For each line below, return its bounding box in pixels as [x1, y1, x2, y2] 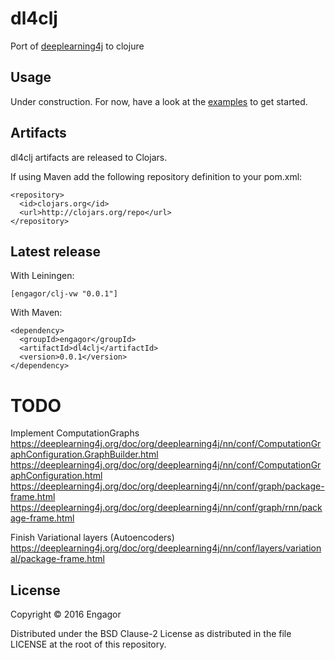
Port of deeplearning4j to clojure [10, 40, 145, 52]
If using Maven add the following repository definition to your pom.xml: [10, 170, 303, 182]
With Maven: [10, 307, 63, 319]
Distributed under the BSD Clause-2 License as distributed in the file [10, 628, 292, 640]
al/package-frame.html [10, 553, 105, 565]
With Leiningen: [10, 270, 75, 282]
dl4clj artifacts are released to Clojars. [10, 151, 168, 163]
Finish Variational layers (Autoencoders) [10, 532, 175, 544]
